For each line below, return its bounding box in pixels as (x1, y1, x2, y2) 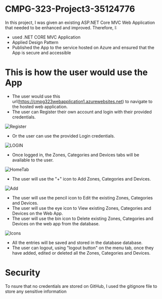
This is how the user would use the (5, 67, 148, 78)
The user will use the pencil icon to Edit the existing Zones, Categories (12, 195, 153, 200)
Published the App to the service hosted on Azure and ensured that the (12, 44, 154, 50)
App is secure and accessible (12, 50, 71, 56)
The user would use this (12, 93, 61, 99)
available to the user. (12, 157, 54, 163)
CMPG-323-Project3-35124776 (5, 3, 135, 15)
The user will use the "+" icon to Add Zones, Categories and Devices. (12, 176, 151, 181)
